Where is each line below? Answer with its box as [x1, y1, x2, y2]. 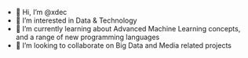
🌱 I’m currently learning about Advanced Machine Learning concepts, [15, 24, 241, 33]
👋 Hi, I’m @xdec [15, 8, 67, 16]
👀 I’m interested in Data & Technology [15, 16, 137, 25]
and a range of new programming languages [15, 32, 160, 42]
